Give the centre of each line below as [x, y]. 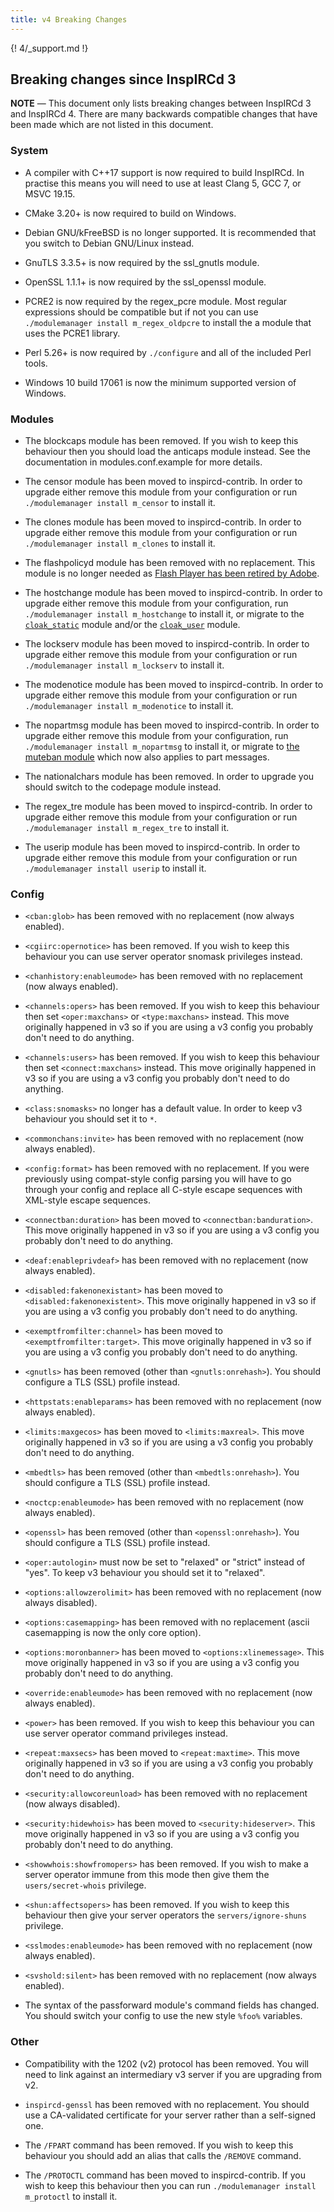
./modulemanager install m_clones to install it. [120, 543]
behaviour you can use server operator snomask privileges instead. [163, 957]
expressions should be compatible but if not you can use [141, 312]
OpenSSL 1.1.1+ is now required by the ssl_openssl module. [145, 282]
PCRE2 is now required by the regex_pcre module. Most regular [156, 301]
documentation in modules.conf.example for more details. [143, 462]
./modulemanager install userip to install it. [115, 868]
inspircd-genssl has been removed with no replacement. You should [167, 2104]
